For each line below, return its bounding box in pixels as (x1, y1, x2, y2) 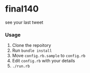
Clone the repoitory (12, 43, 51, 48)
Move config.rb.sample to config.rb (12, 53, 86, 58)
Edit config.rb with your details (12, 58, 75, 64)
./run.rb (12, 64, 30, 69)
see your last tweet (5, 19, 44, 25)
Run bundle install (12, 47, 52, 54)
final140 (5, 3, 39, 15)
